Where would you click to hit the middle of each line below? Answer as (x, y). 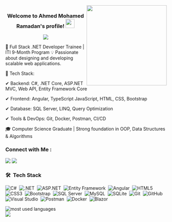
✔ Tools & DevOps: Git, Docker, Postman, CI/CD (56, 119)
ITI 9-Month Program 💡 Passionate (42, 52)
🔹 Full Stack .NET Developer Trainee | (45, 47)
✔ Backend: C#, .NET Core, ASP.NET (44, 84)
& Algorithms (19, 136)
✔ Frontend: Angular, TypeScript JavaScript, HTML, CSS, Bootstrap (76, 99)
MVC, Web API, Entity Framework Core (46, 89)
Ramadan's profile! (40, 26)
